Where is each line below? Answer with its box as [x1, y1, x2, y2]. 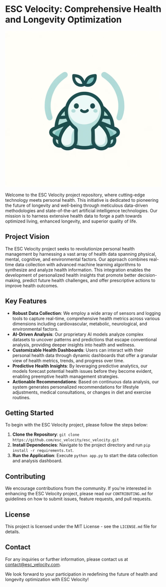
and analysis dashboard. [12, 458, 63, 464]
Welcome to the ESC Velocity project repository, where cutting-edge [5, 192, 145, 198]
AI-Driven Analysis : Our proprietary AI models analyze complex [12, 331, 144, 337]
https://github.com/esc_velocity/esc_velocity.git [12, 438, 119, 443]
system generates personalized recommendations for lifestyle [12, 384, 139, 390]
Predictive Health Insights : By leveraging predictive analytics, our [12, 363, 148, 369]
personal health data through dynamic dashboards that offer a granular [12, 352, 158, 358]
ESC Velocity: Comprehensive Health [5, 3, 162, 15]
